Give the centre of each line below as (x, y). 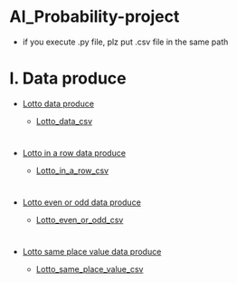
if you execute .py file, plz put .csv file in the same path (125, 42)
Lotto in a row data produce (74, 153)
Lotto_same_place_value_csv (90, 269)
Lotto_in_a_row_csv (72, 171)
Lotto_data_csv (64, 121)
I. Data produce (68, 78)
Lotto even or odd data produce (82, 202)
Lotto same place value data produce (92, 252)
